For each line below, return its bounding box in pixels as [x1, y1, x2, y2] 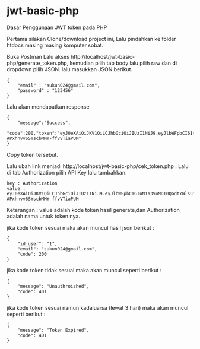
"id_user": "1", [17, 240, 58, 247]
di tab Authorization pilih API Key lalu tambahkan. [7, 169, 127, 176]
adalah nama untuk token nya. [7, 212, 81, 220]
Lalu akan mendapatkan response [7, 103, 90, 110]
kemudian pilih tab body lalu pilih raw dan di [69, 59, 177, 66]
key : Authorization [7, 180, 58, 186]
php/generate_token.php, [7, 59, 69, 66]
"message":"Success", [17, 120, 71, 126]
